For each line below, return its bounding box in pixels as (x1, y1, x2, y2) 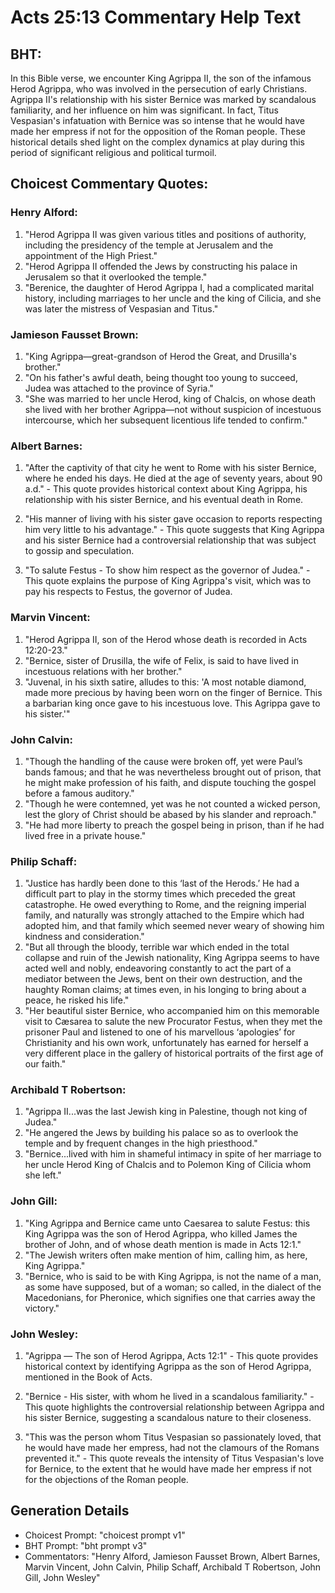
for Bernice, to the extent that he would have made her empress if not (24, 1463, 312, 1475)
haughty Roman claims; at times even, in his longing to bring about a (24, 984, 307, 996)
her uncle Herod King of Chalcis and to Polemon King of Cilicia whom (24, 1159, 312, 1171)
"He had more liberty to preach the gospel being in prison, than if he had (24, 819, 325, 831)
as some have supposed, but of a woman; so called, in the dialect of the (24, 1281, 322, 1293)
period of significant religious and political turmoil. (10, 147, 217, 158)
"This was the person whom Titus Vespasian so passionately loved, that (24, 1431, 322, 1443)
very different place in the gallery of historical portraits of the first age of (24, 1047, 324, 1060)
